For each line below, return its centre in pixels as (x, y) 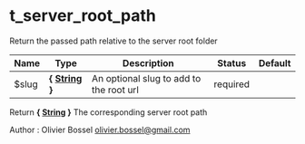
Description (148, 62)
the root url (115, 90)
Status (232, 62)
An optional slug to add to (147, 78)
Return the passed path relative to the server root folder (113, 41)
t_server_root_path (83, 16)
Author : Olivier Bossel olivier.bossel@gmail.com (100, 130)
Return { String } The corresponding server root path (108, 112)
